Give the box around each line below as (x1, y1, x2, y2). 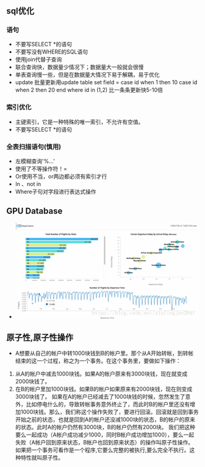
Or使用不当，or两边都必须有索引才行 (15, 173, 107, 180)
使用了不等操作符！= (15, 165, 68, 173)
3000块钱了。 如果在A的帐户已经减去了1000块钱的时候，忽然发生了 (15, 393, 185, 401)
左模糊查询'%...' (15, 157, 55, 165)
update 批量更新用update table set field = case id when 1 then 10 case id (15, 79, 198, 86)
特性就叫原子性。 (20, 454, 64, 462)
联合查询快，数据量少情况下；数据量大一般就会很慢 (15, 63, 144, 71)
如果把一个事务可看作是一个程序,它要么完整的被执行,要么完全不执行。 (15, 446, 190, 454)
